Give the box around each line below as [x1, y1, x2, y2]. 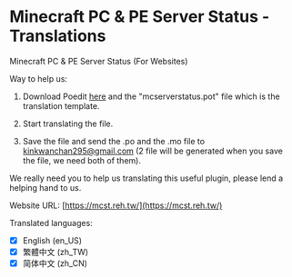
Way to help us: [9, 73, 68, 84]
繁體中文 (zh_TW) [22, 247, 89, 257]
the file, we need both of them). [22, 154, 141, 165]
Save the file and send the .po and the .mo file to [22, 135, 206, 146]
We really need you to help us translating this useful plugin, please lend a [9, 173, 284, 183]
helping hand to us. [9, 182, 82, 193]
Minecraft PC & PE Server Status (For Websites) [9, 55, 188, 66]
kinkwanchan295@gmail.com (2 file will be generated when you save [22, 145, 284, 156]
